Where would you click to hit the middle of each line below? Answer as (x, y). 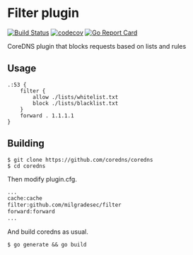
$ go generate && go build (47, 244)
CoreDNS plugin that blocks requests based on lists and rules (97, 46)
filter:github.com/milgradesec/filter (64, 205)
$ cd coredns (27, 166)
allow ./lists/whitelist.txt (76, 97)
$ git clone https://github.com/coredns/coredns (80, 160)
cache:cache (25, 198)
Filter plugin (43, 13)
